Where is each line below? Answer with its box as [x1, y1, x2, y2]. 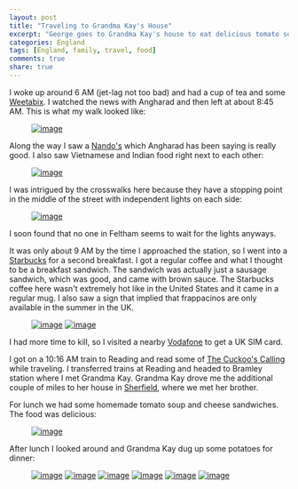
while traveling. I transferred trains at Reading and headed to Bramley [9, 363, 263, 373]
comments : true [9, 54, 66, 63]
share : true [9, 63, 53, 72]
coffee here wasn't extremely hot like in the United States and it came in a [9, 283, 279, 293]
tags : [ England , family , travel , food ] [9, 46, 157, 55]
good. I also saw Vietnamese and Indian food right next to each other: [9, 149, 264, 160]
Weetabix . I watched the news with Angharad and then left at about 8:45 [9, 96, 274, 107]
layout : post [9, 12, 58, 22]
